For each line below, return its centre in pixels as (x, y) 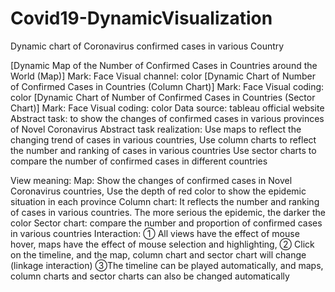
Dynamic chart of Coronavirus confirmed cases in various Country (147, 46)
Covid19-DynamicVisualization (141, 18)
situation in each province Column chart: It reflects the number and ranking (165, 201)
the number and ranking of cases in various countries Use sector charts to (163, 150)
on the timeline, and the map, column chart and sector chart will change (158, 254)
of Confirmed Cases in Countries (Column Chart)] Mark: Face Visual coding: (167, 86)
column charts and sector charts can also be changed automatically (150, 276)
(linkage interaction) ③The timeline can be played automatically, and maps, (167, 265)
